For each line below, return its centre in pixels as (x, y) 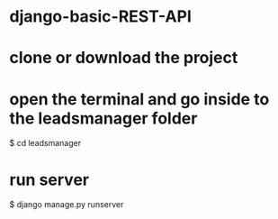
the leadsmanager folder (103, 118)
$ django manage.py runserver (67, 205)
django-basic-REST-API (100, 17)
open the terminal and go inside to (139, 99)
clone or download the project (124, 58)
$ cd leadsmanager (45, 143)
